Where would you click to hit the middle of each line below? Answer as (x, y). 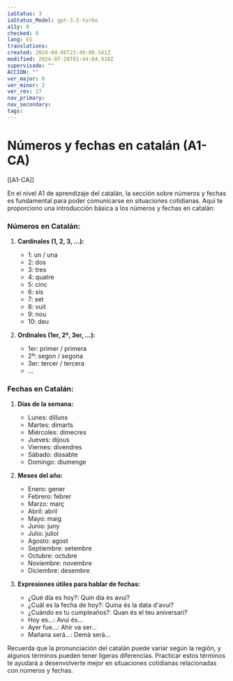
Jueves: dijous (48, 440)
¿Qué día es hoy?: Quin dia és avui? (79, 598)
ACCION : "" (23, 72)
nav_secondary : (29, 105)
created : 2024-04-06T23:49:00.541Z (59, 53)
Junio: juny (44, 526)
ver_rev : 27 (24, 91)
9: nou (37, 314)
